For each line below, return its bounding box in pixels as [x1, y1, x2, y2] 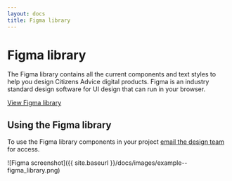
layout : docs [7, 10, 46, 18]
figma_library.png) [7, 166, 60, 175]
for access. [7, 145, 40, 154]
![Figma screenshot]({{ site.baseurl [7, 159, 109, 167]
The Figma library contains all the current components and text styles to [7, 70, 217, 79]
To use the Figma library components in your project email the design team [7, 138, 225, 146]
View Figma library [7, 99, 62, 107]
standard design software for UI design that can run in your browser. [7, 85, 206, 93]
